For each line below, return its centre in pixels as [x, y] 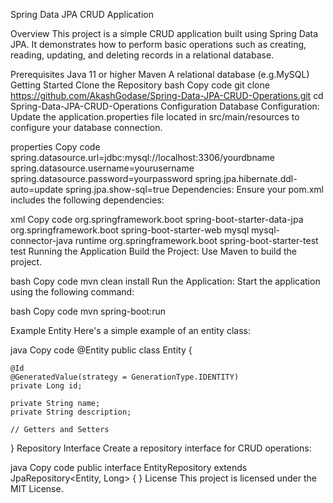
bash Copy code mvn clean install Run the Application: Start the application [165, 281]
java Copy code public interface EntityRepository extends [129, 467]
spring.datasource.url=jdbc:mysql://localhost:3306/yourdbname [142, 157]
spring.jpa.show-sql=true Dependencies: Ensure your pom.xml [194, 189]
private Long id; [46, 386]
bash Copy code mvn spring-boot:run [88, 311]
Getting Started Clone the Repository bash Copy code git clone [140, 85]
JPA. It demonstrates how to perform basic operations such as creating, [158, 44]
